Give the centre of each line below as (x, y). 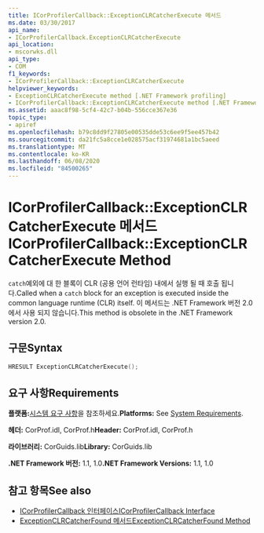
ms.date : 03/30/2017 (42, 23)
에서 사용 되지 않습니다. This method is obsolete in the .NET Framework (121, 312)
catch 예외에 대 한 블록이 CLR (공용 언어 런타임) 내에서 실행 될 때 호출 (114, 283)
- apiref (22, 125)
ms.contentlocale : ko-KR (49, 154)
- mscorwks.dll (33, 52)
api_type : (24, 60)
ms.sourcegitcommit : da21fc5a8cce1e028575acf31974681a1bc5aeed (114, 139)
